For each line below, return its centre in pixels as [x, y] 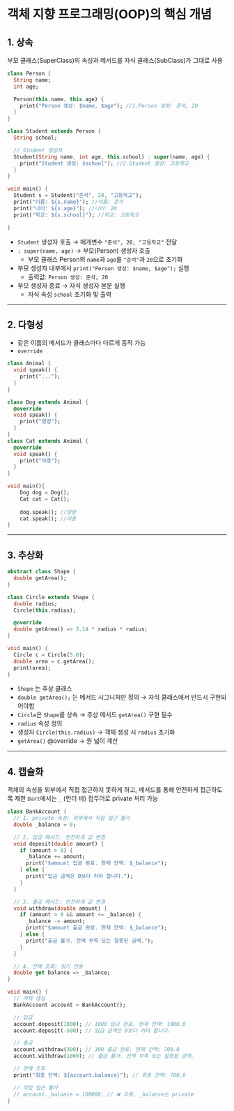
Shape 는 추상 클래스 [45, 689]
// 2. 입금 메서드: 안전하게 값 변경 [60, 837]
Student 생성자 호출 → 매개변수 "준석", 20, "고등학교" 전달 [97, 242]
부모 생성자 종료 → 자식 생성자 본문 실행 [71, 285]
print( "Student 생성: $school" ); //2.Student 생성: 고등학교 [104, 163]
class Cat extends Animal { [48, 441]
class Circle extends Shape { [51, 597]
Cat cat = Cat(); [45, 499]
